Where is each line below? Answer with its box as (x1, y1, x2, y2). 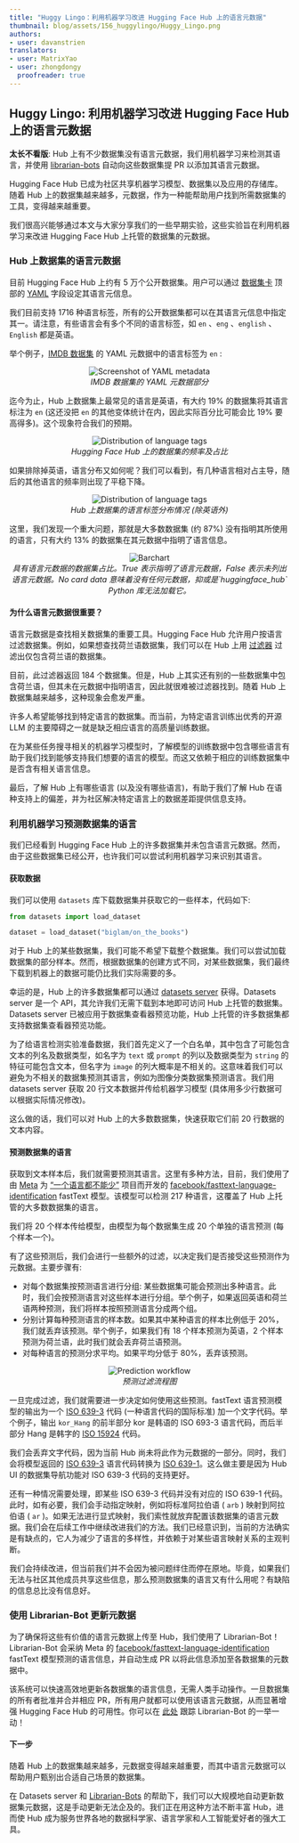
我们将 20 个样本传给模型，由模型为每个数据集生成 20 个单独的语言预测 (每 (9, 1221, 285, 1231)
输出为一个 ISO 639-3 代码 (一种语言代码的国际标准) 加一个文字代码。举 (24, 1406, 288, 1417)
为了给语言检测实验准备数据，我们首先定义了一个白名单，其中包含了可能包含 (9, 1039, 290, 1050)
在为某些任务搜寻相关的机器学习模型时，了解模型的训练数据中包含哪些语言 (9, 741, 282, 752)
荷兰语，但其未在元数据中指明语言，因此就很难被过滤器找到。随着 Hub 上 (16, 681, 287, 692)
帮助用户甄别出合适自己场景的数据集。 (9, 1772, 149, 1782)
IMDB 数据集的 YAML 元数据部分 (90, 376, 209, 387)
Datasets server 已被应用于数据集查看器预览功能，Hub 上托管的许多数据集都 (9, 1009, 289, 1019)
